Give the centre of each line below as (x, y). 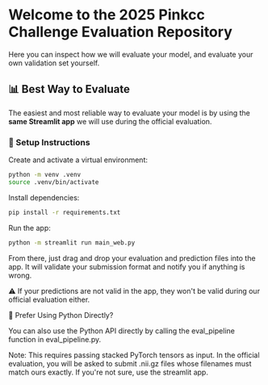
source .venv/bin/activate (54, 182)
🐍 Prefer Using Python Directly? (61, 315)
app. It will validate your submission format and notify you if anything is (127, 266)
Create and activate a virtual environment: (78, 160)
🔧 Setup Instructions (49, 142)
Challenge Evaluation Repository (120, 32)
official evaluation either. (49, 299)
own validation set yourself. (54, 63)
